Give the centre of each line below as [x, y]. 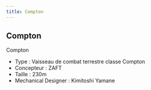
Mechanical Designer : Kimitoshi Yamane [65, 80]
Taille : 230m [31, 75]
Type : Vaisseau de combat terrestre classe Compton [80, 62]
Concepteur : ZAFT [38, 68]
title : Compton [25, 12]
